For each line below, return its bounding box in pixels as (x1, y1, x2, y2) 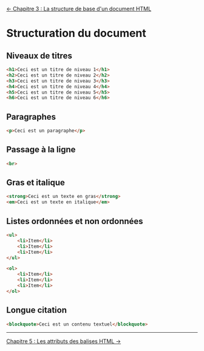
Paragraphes (6, 112, 56, 122)
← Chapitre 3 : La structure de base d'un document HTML (6, 5, 152, 12)
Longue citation (6, 305, 67, 315)
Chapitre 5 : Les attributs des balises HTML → (6, 338, 121, 345)
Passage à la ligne (6, 145, 76, 155)
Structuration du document (6, 27, 147, 40)
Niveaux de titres (6, 50, 73, 61)
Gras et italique (6, 177, 66, 188)
